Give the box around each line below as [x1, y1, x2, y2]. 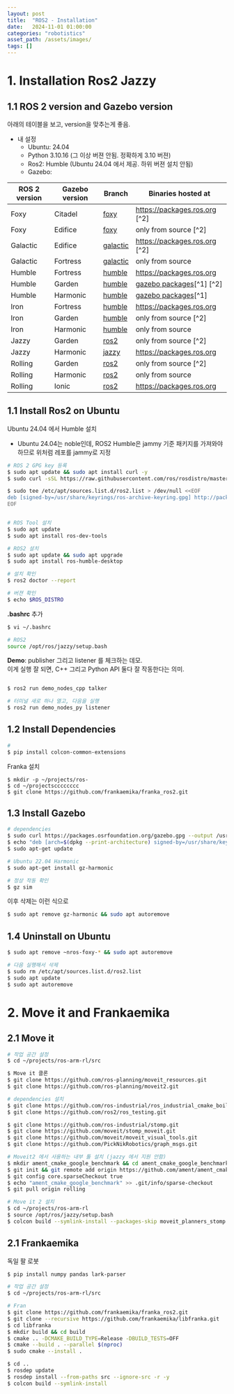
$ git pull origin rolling [7, 1186, 86, 1193]
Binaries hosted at [148, 189, 211, 198]
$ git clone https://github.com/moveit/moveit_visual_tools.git [7, 1134, 198, 1142]
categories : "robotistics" [7, 29, 86, 37]
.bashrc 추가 [7, 610, 43, 618]
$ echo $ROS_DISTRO [7, 596, 64, 603]
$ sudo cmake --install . [7, 1348, 82, 1355]
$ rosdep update [7, 1367, 54, 1374]
